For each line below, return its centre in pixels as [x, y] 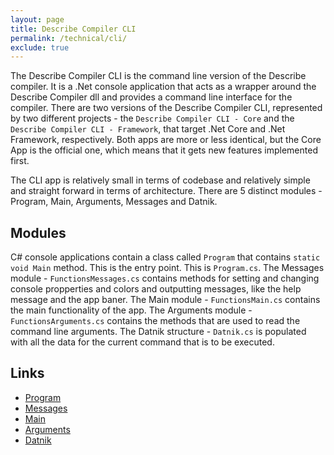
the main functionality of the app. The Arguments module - [131, 310]
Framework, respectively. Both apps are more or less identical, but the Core [166, 140]
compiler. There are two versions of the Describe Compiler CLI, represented [166, 108]
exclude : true [40, 47]
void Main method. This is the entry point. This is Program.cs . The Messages [167, 268]
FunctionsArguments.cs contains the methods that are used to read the [155, 321]
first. [20, 161]
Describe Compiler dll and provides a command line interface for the [151, 97]
